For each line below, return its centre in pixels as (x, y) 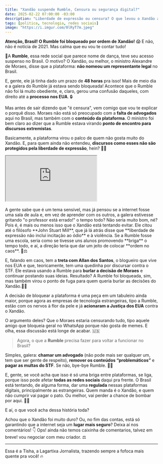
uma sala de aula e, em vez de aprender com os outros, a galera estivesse (79, 215)
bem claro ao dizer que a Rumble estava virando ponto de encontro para (78, 123)
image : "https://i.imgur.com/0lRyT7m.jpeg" (50, 28)
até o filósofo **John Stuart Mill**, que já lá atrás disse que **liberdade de (80, 230)
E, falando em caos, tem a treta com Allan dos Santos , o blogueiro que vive (81, 260)
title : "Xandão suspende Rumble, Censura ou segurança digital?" (72, 9)
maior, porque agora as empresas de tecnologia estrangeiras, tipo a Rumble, (81, 301)
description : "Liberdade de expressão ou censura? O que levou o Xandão (80, 18)
